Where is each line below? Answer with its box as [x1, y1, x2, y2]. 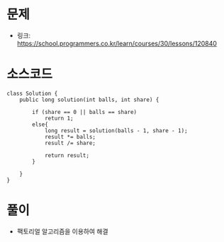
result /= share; [44, 139, 96, 146]
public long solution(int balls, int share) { [19, 96, 159, 103]
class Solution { [6, 90, 58, 97]
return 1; [44, 115, 74, 122]
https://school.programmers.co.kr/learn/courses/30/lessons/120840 [16, 39, 218, 47]
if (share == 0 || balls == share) [32, 108, 138, 115]
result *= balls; [44, 133, 96, 140]
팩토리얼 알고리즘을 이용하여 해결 [16, 227, 108, 236]
